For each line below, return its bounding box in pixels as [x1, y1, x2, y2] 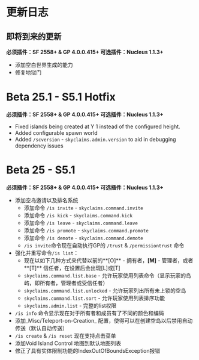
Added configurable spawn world [14, 129, 98, 136]
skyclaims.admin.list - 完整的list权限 [23, 302, 117, 309]
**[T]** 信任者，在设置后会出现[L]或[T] [23, 264, 121, 272]
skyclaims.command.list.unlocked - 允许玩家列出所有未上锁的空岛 [23, 287, 186, 294]
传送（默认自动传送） [14, 324, 68, 332]
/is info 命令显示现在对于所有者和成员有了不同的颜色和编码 [14, 309, 165, 317]
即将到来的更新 [6, 31, 62, 42]
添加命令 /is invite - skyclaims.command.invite [23, 204, 144, 211]
